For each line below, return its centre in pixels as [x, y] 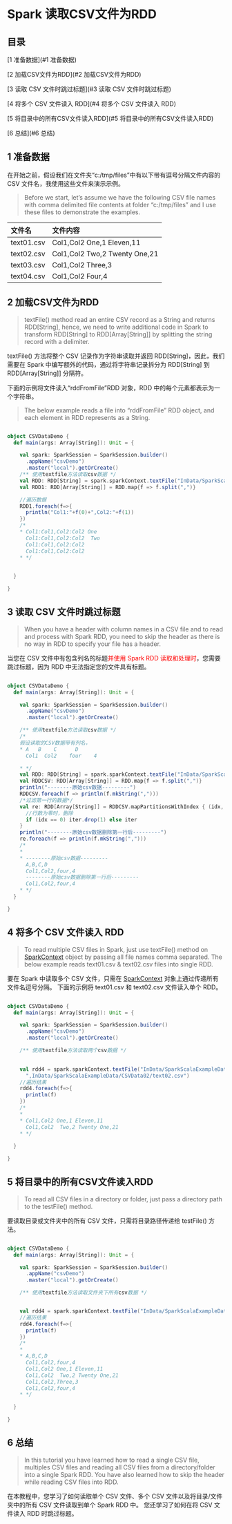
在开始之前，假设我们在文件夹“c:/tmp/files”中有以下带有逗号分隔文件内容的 [114, 175]
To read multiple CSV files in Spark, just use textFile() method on [116, 949]
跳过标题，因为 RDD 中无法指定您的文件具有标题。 [79, 667]
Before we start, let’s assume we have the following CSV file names [120, 197]
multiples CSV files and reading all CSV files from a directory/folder [119, 1467]
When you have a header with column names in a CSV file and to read [123, 629]
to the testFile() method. [58, 1206]
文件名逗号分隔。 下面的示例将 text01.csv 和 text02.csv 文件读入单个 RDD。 [115, 987]
